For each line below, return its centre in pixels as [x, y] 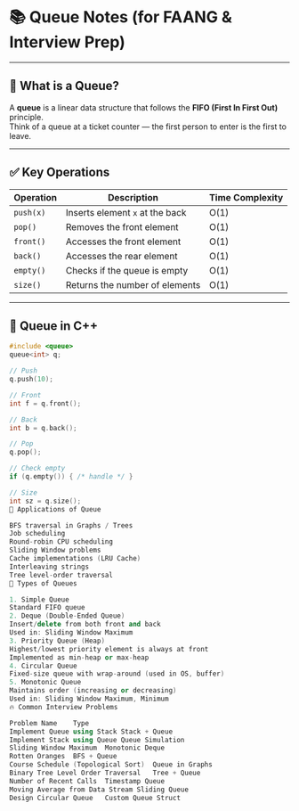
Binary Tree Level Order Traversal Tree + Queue [105, 773]
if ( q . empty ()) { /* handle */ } [71, 477]
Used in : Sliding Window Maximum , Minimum [89, 699]
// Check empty [37, 469]
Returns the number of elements [133, 284]
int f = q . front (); [45, 403]
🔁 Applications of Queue [55, 509]
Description [133, 197]
